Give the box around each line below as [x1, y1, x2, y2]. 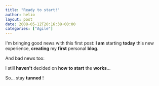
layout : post [5, 17, 33, 22]
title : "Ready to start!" [5, 7, 60, 13]
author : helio [5, 12, 35, 17]
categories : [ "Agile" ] [5, 26, 53, 31]
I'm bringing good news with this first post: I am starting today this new [5, 40, 154, 46]
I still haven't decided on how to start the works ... [5, 65, 111, 71]
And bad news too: [5, 55, 45, 61]
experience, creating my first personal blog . [5, 46, 99, 52]
